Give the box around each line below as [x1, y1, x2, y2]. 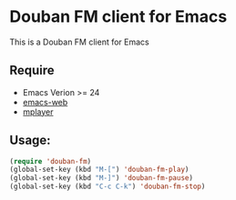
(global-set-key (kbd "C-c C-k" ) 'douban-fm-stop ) [9, 182, 206, 192]
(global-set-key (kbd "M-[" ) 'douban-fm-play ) [9, 165, 190, 175]
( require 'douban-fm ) [9, 156, 92, 165]
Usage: [9, 133, 52, 148]
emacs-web [22, 96, 68, 107]
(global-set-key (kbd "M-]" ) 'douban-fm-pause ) [9, 174, 194, 183]
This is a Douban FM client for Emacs [9, 36, 149, 47]
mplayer [22, 106, 54, 117]
